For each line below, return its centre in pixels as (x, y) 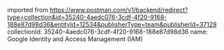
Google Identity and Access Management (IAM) (75, 39)
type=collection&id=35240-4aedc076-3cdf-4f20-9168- (87, 17)
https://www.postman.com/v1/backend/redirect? (119, 10)
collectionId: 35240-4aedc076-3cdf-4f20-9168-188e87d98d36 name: (107, 32)
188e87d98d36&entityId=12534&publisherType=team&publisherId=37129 (112, 24)
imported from (28, 10)
